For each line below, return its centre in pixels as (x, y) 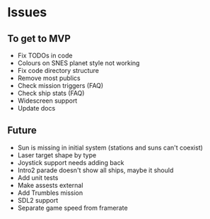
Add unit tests (38, 177)
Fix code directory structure (58, 71)
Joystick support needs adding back (71, 162)
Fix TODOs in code (45, 55)
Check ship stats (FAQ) (51, 93)
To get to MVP (39, 39)
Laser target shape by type (57, 155)
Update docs (36, 108)
